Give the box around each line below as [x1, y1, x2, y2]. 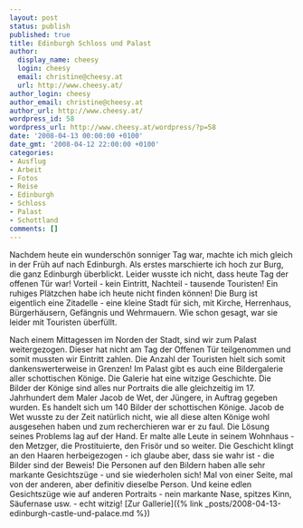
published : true [9, 30, 71, 39]
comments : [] [9, 224, 59, 233]
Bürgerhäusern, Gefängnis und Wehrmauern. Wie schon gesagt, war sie [9, 307, 279, 318]
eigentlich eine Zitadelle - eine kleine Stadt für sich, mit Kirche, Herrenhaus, [9, 297, 292, 308]
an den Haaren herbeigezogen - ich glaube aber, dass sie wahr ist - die [9, 450, 275, 461]
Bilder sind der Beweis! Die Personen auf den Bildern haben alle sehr [9, 459, 266, 470]
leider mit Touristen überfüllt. [9, 317, 118, 328]
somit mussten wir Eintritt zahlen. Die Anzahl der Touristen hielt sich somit [9, 353, 286, 364]
